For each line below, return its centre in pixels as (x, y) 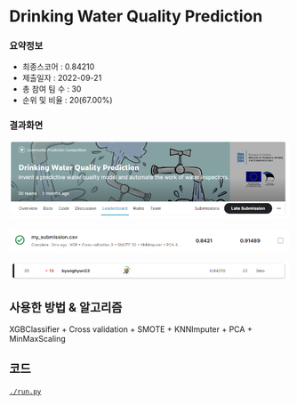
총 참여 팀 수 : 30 (52, 89)
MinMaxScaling (38, 338)
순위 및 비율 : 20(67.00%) (67, 101)
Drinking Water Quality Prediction (136, 16)
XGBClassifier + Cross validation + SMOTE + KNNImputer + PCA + (131, 329)
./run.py (25, 392)
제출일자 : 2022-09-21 (62, 78)
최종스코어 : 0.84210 (58, 67)
